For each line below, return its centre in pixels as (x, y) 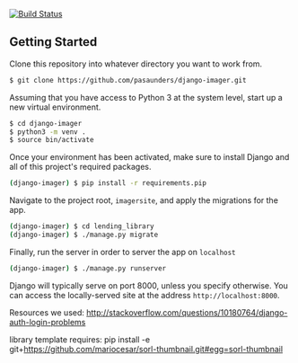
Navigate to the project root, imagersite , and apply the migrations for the (144, 200)
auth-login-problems (48, 322)
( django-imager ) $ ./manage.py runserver (88, 268)
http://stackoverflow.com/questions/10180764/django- (187, 312)
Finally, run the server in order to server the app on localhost (123, 252)
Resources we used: (47, 312)
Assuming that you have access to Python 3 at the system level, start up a (146, 97)
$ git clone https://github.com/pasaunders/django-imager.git (128, 80)
